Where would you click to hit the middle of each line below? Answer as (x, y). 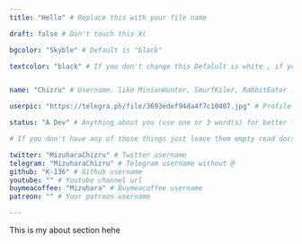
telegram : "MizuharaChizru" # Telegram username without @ (122, 163)
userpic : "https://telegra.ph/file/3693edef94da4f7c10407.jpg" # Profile (151, 107)
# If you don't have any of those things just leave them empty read (142, 139)
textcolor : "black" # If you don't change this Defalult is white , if (146, 66)
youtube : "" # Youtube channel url (76, 180)
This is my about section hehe (65, 230)
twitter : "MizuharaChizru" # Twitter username (98, 155)
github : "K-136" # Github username (76, 171)
